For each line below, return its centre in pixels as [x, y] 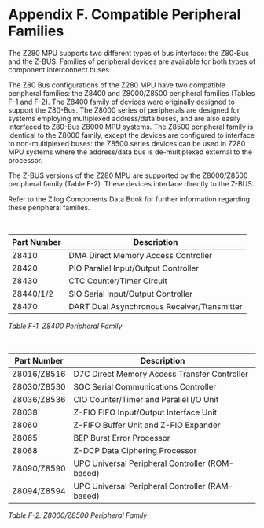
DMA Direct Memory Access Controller [141, 255]
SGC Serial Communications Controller [145, 386]
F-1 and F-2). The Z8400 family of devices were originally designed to [122, 102]
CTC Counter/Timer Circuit [118, 281]
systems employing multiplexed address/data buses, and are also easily [125, 118]
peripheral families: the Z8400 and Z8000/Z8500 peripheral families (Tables [132, 93]
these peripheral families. [49, 207]
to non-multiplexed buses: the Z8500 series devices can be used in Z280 [127, 143]
